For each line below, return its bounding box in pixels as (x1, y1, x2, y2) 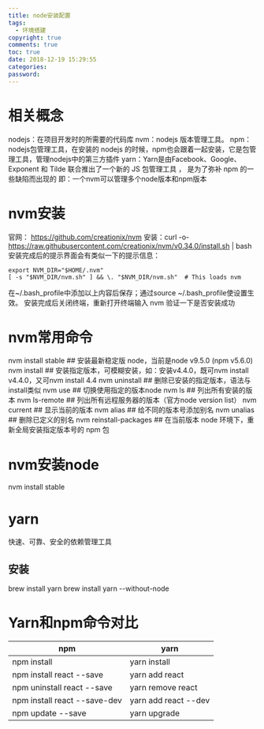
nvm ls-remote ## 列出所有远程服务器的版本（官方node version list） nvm (17, 396, 257, 405)
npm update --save (12, 708, 87, 719)
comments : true (8, 41, 58, 49)
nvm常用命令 (8, 329, 93, 346)
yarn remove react (129, 682, 198, 693)
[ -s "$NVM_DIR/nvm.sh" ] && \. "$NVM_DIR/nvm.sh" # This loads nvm (8, 273, 242, 281)
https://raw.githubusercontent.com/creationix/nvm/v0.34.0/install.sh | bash (8, 241, 252, 250)
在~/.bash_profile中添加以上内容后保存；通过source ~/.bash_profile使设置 (8, 287, 248, 297)
